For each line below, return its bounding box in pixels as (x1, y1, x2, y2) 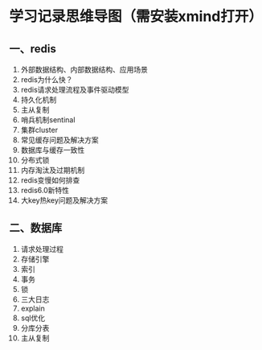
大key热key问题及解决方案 (20, 196, 108, 205)
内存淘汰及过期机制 (20, 166, 85, 175)
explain (20, 303, 45, 313)
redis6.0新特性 (20, 186, 70, 195)
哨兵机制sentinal (20, 115, 76, 125)
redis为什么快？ (20, 75, 73, 84)
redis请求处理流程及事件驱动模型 (20, 85, 129, 94)
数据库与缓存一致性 (20, 146, 85, 154)
